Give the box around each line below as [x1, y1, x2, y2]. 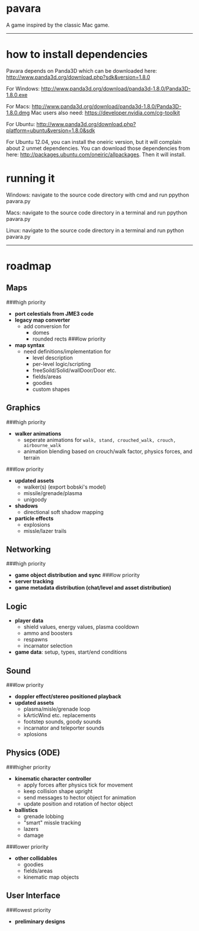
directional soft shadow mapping [23, 508, 104, 515]
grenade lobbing [23, 813, 64, 820]
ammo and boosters [23, 630, 73, 637]
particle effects [14, 515, 54, 522]
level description [32, 354, 73, 361]
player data [14, 617, 44, 624]
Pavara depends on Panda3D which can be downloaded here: [6, 67, 158, 74]
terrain [23, 454, 40, 461]
